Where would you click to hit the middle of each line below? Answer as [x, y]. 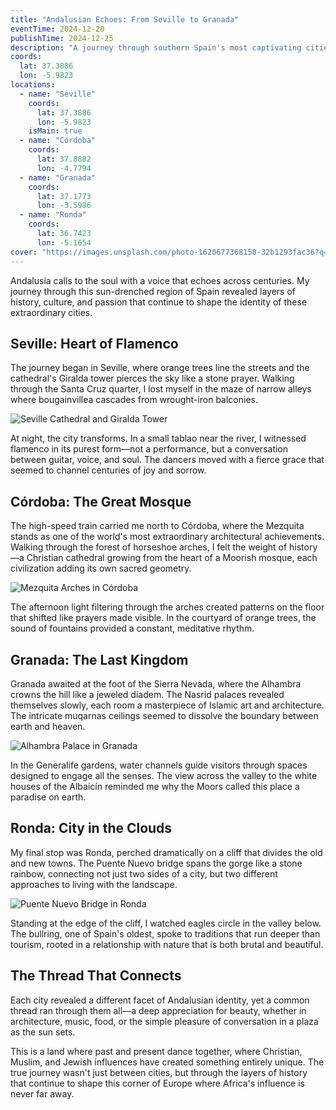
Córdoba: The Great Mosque [101, 501]
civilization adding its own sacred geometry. [101, 568]
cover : [24, 252]
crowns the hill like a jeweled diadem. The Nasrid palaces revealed [147, 694]
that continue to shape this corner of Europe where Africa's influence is [157, 1083]
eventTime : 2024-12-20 [57, 29]
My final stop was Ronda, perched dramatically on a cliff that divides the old [166, 852]
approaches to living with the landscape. [94, 884]
